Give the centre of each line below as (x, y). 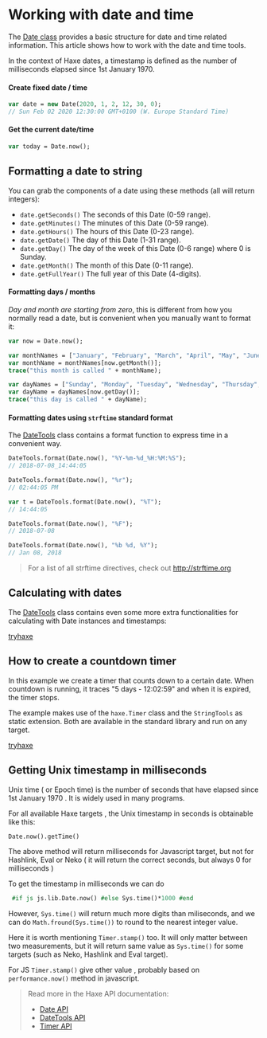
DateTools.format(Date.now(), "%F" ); (71, 523)
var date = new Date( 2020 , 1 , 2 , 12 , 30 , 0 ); (85, 104)
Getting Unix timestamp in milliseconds (108, 770)
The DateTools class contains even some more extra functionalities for (123, 612)
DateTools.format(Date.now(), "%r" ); (71, 480)
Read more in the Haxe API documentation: (98, 994)
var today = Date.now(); (49, 147)
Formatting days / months (52, 292)
